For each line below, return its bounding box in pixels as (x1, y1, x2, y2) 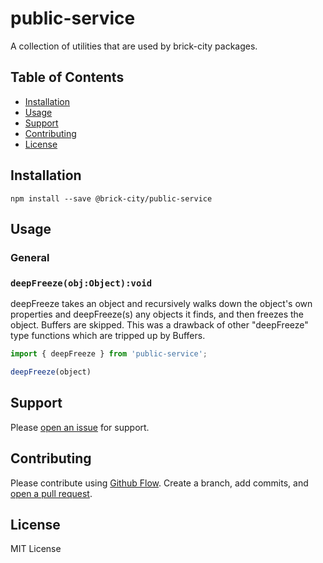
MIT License (10, 543, 62, 555)
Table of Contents (10, 69, 125, 86)
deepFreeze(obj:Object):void (10, 277, 153, 289)
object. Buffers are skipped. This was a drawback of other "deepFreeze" (10, 319, 309, 331)
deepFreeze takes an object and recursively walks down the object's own (10, 298, 313, 310)
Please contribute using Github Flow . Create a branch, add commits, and (10, 477, 309, 489)
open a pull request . (10, 487, 93, 499)
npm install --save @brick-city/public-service (10, 193, 213, 204)
